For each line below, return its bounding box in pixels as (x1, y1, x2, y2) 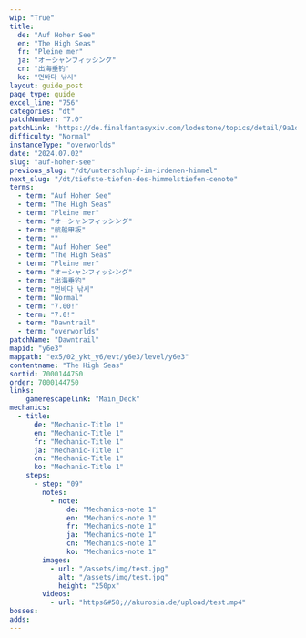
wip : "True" (9, 13, 55, 23)
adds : (9, 615, 30, 624)
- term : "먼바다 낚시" (17, 284, 94, 293)
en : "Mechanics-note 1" (66, 513, 157, 522)
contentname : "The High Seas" (9, 361, 125, 370)
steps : (25, 471, 51, 480)
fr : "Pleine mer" (17, 47, 84, 57)
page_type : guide (9, 89, 76, 98)
